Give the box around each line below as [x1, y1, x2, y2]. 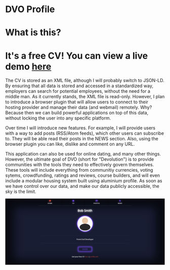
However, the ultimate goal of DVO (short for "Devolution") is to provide [5, 156, 154, 163]
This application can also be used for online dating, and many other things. [5, 151, 161, 157]
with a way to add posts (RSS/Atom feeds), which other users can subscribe [5, 130, 164, 136]
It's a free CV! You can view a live [5, 50, 148, 61]
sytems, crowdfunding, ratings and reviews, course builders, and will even [5, 172, 160, 178]
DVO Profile [5, 4, 55, 15]
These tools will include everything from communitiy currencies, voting [5, 167, 153, 173]
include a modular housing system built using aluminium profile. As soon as [5, 178, 163, 184]
